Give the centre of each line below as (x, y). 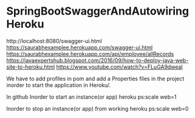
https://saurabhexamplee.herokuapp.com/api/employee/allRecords (90, 54)
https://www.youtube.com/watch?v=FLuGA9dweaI (120, 67)
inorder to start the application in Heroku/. (59, 85)
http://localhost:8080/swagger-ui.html (54, 41)
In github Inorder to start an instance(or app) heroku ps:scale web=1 (91, 97)
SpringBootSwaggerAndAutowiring (98, 11)
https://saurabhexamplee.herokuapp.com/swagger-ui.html (80, 47)
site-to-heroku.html (31, 67)
